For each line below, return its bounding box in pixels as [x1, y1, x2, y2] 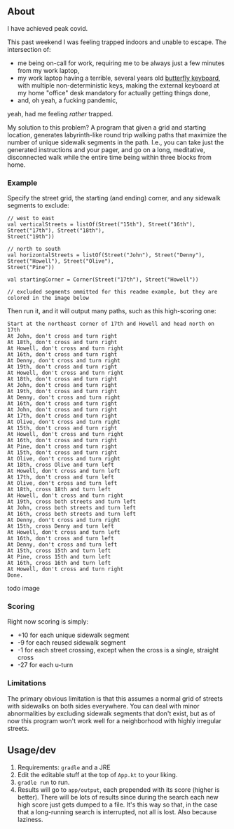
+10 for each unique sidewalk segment [17, 631, 130, 640]
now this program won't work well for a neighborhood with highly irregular [7, 716, 222, 725]
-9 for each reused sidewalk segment [17, 638, 126, 647]
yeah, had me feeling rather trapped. [7, 109, 113, 118]
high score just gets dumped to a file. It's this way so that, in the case [17, 800, 218, 809]
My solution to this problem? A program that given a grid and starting [7, 123, 207, 132]
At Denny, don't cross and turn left [7, 541, 118, 549]
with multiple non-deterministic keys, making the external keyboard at [17, 81, 219, 90]
